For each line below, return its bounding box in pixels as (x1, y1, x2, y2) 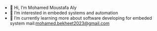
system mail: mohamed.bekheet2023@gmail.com (9, 20, 110, 26)
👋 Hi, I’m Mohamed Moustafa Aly (9, 5, 77, 10)
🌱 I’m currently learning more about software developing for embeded (9, 15, 152, 21)
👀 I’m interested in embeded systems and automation (9, 10, 118, 16)
